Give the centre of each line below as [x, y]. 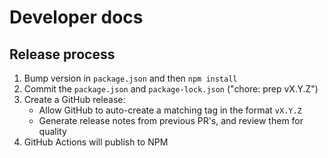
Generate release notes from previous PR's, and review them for [171, 120]
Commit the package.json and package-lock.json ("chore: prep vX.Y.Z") [171, 89]
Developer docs [76, 17]
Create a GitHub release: [74, 99]
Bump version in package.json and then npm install [130, 78]
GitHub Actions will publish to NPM [96, 142]
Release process [62, 54]
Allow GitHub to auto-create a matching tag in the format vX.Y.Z [170, 110]
